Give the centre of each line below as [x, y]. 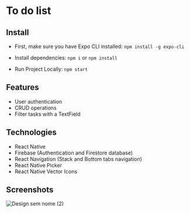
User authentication [38, 101]
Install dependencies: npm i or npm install [66, 58]
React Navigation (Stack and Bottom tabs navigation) [78, 159]
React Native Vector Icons [46, 171]
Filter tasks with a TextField [47, 114]
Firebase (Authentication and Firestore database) [74, 153]
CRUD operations [35, 108]
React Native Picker [38, 165]
